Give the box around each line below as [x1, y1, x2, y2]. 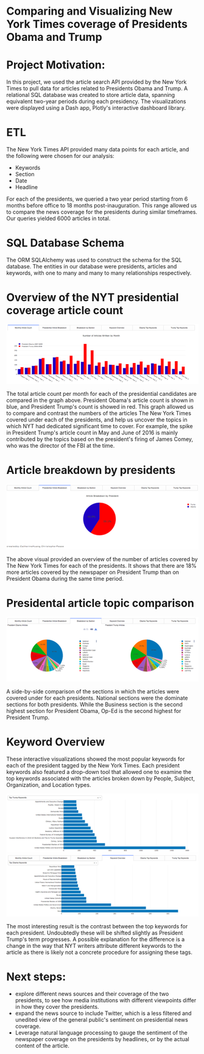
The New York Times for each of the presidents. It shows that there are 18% [6, 562, 197, 570]
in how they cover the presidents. [15, 1003, 99, 1011]
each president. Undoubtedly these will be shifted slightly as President [6, 929, 183, 937]
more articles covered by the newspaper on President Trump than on [6, 568, 180, 576]
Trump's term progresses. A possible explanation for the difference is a [6, 936, 185, 943]
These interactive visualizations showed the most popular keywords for [6, 755, 185, 762]
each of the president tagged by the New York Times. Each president [6, 761, 180, 769]
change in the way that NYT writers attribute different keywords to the [6, 942, 182, 950]
